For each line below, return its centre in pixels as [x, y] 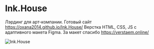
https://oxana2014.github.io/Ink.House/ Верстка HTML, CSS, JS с [71, 27]
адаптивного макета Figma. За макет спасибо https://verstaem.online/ [77, 32]
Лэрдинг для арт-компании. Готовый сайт [48, 22]
